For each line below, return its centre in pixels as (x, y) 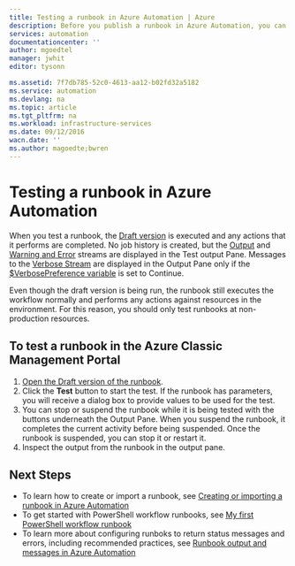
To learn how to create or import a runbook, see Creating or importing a (152, 496)
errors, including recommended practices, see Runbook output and (144, 543)
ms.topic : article (43, 107)
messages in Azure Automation (79, 553)
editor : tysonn (37, 67)
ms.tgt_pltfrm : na (43, 116)
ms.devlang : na (37, 99)
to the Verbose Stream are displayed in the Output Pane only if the (130, 264)
